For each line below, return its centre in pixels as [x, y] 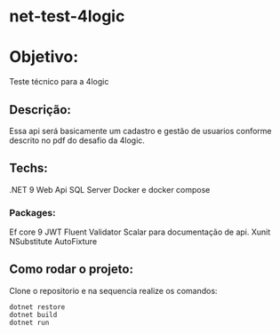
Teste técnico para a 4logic [59, 82]
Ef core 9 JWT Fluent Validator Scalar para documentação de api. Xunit [140, 232]
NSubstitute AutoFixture [53, 242]
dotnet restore [37, 307]
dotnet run [29, 322]
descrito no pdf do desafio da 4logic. [77, 140]
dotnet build [33, 314]
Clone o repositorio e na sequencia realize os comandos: [113, 290]
